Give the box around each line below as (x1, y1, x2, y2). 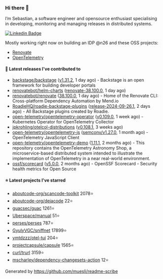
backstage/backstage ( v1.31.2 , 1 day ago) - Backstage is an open (12, 77, 144, 83)
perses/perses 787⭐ (12, 220, 54, 226)
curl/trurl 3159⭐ (12, 249, 44, 255)
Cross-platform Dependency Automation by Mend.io (12, 98, 119, 104)
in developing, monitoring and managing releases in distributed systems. (5, 21, 153, 27)
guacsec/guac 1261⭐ (12, 205, 55, 211)
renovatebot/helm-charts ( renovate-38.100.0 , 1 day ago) (12, 87, 126, 93)
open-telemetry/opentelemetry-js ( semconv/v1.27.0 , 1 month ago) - (12, 129, 149, 135)
